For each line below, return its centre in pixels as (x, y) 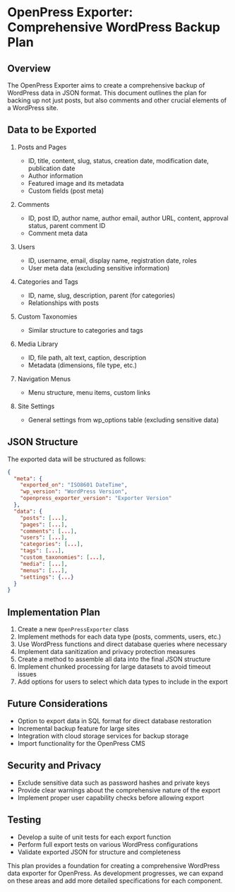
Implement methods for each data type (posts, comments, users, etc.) (119, 637)
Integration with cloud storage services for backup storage (103, 736)
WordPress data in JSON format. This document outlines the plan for (107, 93)
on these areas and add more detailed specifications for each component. (115, 881)
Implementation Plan (54, 612)
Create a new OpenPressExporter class (73, 629)
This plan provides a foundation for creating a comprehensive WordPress (114, 865)
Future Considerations (58, 704)
